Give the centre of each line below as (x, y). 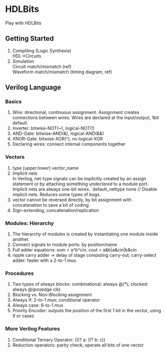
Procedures (19, 273)
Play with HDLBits (23, 23)
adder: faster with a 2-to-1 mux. (45, 260)
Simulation (23, 61)
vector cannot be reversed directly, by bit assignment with (72, 200)
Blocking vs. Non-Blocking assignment (52, 295)
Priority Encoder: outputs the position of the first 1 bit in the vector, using (87, 311)
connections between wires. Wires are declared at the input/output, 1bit (85, 118)
